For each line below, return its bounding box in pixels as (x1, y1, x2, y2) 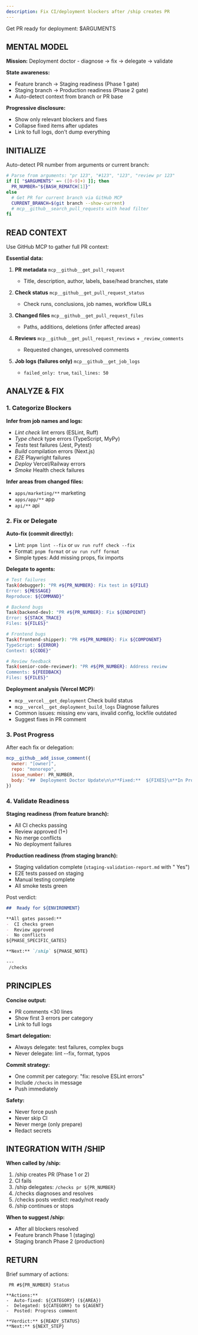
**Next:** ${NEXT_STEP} (6, 1324, 65, 1330)
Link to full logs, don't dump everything (14, 128, 110, 136)
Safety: (6, 1096, 25, 1103)
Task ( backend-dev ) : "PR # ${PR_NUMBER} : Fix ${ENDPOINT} (6, 610, 146, 616)
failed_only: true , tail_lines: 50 (23, 369, 109, 376)
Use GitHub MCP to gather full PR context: (6, 243, 109, 250)
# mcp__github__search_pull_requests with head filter (11, 206, 149, 211)
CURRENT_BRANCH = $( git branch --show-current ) (11, 200, 126, 206)
